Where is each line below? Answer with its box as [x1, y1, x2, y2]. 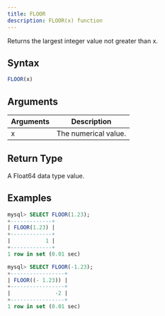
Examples [7, 192, 52, 205]
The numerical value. [56, 129, 126, 138]
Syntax [7, 57, 40, 69]
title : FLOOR [7, 10, 46, 18]
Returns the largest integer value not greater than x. [7, 36, 158, 45]
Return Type [7, 153, 63, 165]
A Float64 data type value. [7, 171, 85, 180]
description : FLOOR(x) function [7, 17, 103, 24]
